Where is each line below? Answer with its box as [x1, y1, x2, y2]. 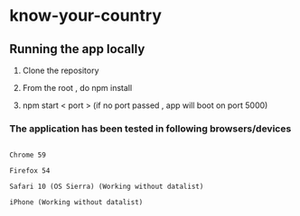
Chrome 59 [9, 150, 47, 160]
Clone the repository [22, 65, 99, 76]
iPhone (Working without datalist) [9, 198, 144, 207]
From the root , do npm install [22, 83, 133, 93]
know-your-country [9, 5, 163, 26]
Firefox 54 [9, 166, 51, 175]
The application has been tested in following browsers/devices [9, 122, 292, 135]
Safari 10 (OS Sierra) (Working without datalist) [9, 182, 204, 192]
